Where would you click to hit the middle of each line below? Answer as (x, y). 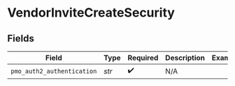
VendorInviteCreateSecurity (91, 13)
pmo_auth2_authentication (54, 71)
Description (185, 58)
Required (143, 58)
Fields (21, 38)
